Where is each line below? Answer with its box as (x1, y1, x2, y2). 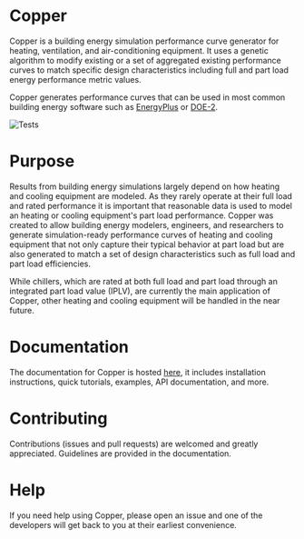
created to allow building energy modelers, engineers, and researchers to (9, 219, 284, 230)
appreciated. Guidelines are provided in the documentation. (9, 447, 231, 459)
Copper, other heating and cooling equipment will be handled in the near (9, 294, 280, 305)
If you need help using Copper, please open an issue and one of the (9, 510, 263, 521)
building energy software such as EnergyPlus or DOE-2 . (9, 101, 218, 112)
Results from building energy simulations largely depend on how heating (9, 181, 280, 192)
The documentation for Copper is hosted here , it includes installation (9, 366, 266, 377)
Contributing (9, 408, 108, 428)
